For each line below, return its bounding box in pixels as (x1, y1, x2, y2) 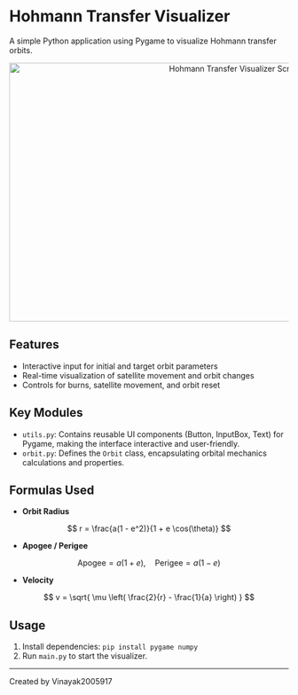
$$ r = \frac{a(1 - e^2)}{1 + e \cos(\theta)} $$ (67, 523, 231, 534)
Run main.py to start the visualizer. (21, 651, 148, 661)
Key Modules (9, 405, 83, 420)
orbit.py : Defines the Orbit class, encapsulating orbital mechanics (21, 448, 268, 458)
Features (9, 337, 59, 352)
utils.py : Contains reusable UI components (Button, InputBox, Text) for (21, 428, 284, 440)
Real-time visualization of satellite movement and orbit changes (21, 370, 255, 380)
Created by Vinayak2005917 (9, 676, 113, 687)
